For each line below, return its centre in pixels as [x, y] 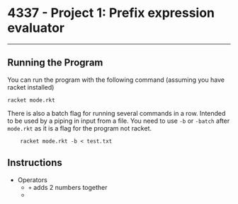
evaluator [36, 28]
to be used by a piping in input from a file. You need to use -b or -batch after [119, 121]
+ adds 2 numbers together [68, 187]
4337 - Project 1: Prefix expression [111, 13]
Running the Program [55, 62]
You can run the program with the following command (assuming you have [116, 80]
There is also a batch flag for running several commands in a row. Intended [117, 113]
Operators [32, 180]
